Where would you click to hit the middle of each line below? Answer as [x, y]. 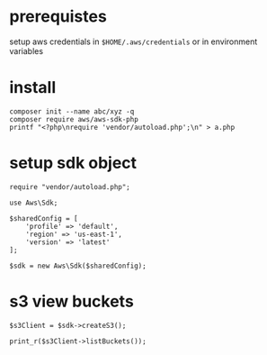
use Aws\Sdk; [34, 203]
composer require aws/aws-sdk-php [74, 119]
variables [26, 50]
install [33, 88]
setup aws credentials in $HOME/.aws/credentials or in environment [133, 41]
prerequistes [58, 17]
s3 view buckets [72, 301]
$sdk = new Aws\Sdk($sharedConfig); [78, 266]
